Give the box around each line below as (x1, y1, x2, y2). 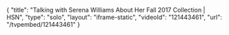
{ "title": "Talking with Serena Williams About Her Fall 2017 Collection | (6, 6, 206, 14)
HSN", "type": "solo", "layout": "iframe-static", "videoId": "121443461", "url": (6, 13, 222, 21)
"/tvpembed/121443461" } (6, 21, 81, 28)
